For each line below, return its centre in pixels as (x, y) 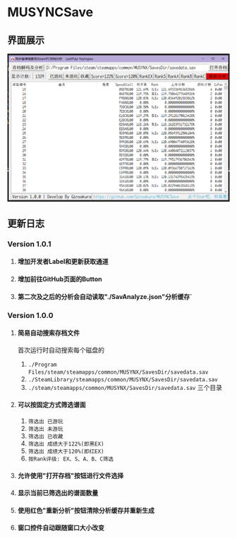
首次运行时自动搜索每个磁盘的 (61, 350)
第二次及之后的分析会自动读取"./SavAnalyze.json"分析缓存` (105, 296)
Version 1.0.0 (30, 315)
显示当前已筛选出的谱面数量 (58, 493)
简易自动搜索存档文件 (48, 333)
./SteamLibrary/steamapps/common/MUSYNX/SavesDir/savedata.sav (123, 379)
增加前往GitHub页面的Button (60, 279)
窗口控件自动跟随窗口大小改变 (61, 528)
